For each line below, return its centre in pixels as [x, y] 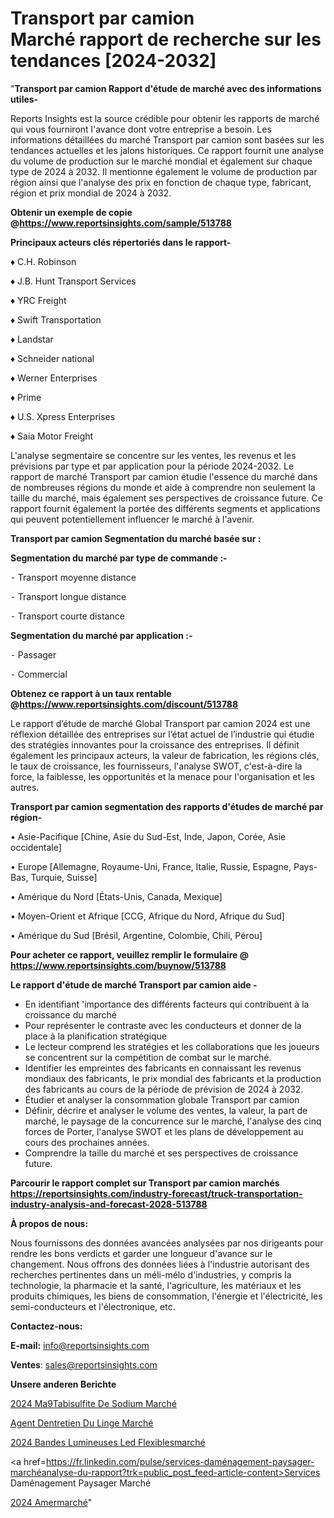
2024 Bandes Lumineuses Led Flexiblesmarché [108, 1442]
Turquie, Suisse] [64, 877]
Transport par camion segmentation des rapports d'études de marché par [167, 806]
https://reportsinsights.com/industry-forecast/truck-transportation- [156, 1193]
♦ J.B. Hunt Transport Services [73, 281]
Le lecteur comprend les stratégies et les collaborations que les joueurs [172, 1046]
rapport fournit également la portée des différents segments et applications [165, 508]
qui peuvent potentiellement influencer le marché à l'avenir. [132, 519]
